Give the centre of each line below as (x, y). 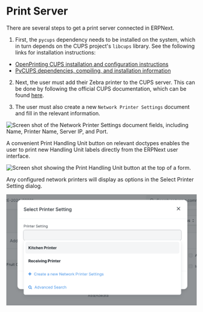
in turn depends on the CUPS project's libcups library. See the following (105, 46)
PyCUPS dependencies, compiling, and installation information (93, 70)
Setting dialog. (24, 186)
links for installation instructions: (55, 52)
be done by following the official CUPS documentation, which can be (101, 88)
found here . (29, 95)
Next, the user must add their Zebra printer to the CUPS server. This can (105, 82)
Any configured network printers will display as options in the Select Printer (100, 179)
